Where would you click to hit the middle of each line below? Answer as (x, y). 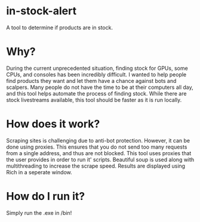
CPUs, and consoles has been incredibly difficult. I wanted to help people (96, 74)
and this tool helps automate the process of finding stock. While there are (96, 93)
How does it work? (53, 124)
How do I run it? (46, 196)
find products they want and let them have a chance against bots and (91, 81)
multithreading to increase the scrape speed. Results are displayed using (96, 166)
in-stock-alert (41, 11)
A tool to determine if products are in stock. (60, 27)
